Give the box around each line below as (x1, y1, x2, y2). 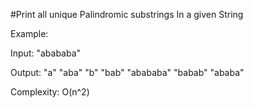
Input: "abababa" (10, 47, 82, 59)
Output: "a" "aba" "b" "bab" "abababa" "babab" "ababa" (10, 67, 245, 78)
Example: (10, 28, 49, 39)
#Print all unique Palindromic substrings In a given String (10, 9, 244, 20)
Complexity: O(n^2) (10, 86, 90, 98)
